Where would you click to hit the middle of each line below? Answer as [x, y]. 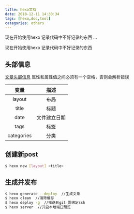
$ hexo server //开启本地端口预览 [38, 207]
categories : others [25, 23]
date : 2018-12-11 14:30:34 [32, 14]
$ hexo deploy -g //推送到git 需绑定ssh [45, 203]
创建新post [22, 155]
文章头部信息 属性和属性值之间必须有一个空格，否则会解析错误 [67, 77]
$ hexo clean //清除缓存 [30, 198]
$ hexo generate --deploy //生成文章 [43, 194]
